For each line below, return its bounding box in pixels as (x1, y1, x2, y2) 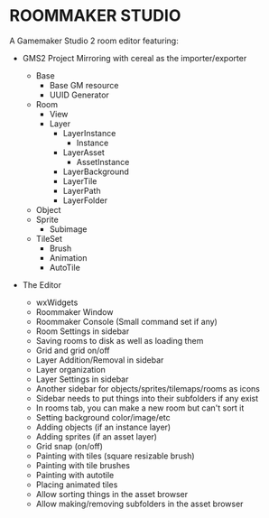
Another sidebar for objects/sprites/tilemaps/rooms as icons (35, 383, 260, 393)
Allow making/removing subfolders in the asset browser (35, 498, 244, 509)
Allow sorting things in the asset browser (35, 488, 188, 499)
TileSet (35, 233, 63, 244)
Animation (49, 252, 88, 263)
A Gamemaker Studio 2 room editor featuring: (9, 35, 179, 46)
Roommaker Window (35, 306, 114, 317)
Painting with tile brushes (35, 459, 131, 470)
